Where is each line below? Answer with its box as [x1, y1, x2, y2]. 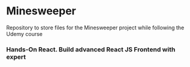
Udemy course [6, 30, 43, 37]
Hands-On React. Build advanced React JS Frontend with [6, 45, 176, 53]
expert [6, 53, 26, 61]
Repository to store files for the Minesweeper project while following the [6, 24, 185, 31]
